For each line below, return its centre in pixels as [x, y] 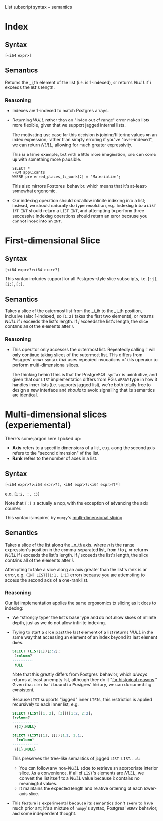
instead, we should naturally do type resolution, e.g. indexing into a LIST [84, 205]
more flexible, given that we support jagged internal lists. [69, 125]
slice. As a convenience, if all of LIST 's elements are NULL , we [81, 773]
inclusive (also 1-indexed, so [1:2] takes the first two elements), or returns [80, 316]
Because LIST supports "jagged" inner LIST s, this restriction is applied [82, 699]
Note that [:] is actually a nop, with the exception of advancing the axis [77, 503]
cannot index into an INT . [37, 221]
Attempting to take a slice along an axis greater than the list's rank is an [76, 569]
